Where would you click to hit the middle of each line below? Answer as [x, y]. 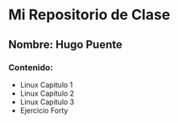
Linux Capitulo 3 [47, 101]
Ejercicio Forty [44, 110]
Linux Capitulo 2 [47, 93]
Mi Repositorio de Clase [89, 15]
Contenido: [31, 68]
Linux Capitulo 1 [46, 84]
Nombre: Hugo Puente [65, 45]
